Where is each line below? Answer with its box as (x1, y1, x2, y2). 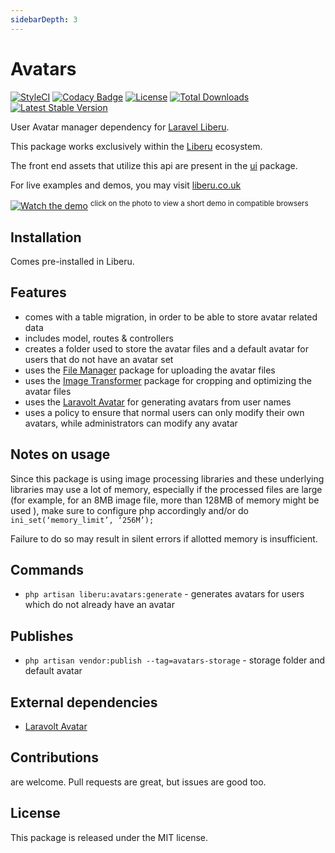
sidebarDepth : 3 (10, 14, 78, 25)
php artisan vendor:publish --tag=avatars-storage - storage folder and (24, 654, 325, 666)
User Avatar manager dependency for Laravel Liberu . (10, 121, 230, 133)
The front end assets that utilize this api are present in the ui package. (10, 159, 298, 171)
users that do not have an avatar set (24, 353, 174, 365)
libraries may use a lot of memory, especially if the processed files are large (10, 483, 323, 495)
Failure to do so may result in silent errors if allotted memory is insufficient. (10, 532, 318, 545)
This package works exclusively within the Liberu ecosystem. (10, 140, 263, 152)
